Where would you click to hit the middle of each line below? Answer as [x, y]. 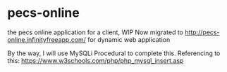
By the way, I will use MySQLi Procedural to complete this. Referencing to [114, 53]
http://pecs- [202, 32]
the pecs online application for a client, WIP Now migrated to [95, 32]
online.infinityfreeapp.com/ [47, 39]
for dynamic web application [129, 39]
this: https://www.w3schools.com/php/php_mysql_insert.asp [96, 60]
